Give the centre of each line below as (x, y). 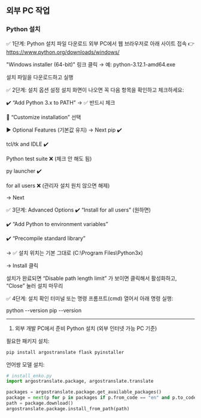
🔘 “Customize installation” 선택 (44, 117)
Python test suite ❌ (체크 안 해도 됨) (49, 158)
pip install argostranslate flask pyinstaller (65, 352)
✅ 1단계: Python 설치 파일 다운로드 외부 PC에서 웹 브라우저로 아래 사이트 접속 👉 (100, 43)
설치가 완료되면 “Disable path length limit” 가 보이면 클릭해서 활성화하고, (92, 278)
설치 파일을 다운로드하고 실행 (40, 77)
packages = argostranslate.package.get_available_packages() (84, 392)
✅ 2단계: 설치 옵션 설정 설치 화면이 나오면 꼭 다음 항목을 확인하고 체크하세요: (95, 90)
